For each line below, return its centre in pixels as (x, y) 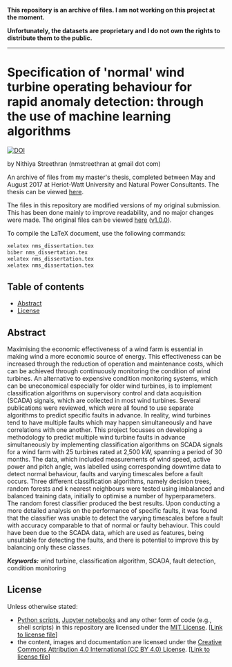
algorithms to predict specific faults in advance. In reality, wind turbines (109, 415)
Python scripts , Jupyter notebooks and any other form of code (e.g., (114, 620)
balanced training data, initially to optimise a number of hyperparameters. (112, 496)
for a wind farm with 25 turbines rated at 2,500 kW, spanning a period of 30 (115, 452)
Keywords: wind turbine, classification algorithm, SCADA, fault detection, (112, 561)
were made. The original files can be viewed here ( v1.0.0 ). (89, 220)
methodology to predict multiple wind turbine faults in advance (96, 438)
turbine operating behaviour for (99, 87)
